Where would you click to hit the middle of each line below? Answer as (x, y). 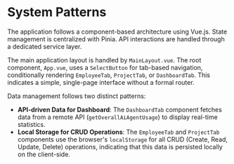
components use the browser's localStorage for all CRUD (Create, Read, (123, 139)
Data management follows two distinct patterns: (77, 96)
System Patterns (57, 12)
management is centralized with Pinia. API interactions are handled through (116, 39)
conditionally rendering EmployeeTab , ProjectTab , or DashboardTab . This (109, 75)
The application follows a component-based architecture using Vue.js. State (117, 32)
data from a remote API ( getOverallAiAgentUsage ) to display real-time (117, 117)
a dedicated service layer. (45, 46)
